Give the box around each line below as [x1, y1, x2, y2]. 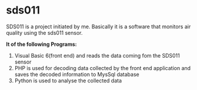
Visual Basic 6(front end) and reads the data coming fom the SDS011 [14, 52, 180, 59]
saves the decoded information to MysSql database [14, 71, 140, 78]
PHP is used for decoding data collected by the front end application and [14, 64, 191, 71]
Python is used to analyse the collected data [14, 77, 122, 84]
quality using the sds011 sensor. [6, 29, 83, 36]
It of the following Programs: [6, 41, 77, 48]
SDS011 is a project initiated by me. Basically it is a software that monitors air [6, 23, 191, 30]
